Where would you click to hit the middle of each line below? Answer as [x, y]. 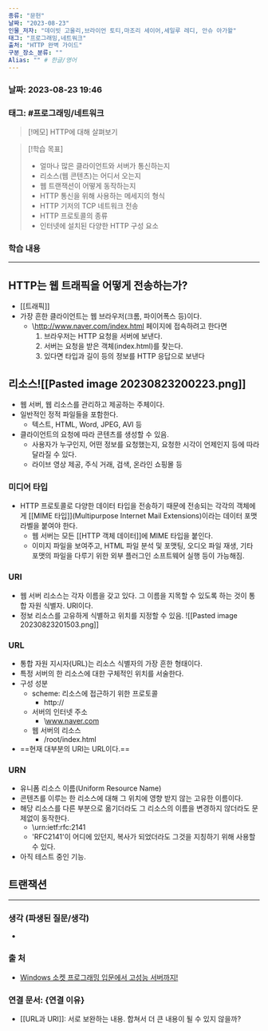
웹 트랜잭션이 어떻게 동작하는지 [88, 186]
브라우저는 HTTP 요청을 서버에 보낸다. [103, 336]
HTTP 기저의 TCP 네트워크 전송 [89, 206]
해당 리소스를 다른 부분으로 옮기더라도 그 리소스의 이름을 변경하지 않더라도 [135, 808]
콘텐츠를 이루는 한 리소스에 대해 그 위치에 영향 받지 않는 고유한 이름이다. [131, 799]
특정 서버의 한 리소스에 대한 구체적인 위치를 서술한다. [102, 673]
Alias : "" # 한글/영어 [43, 61]
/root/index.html [70, 739]
